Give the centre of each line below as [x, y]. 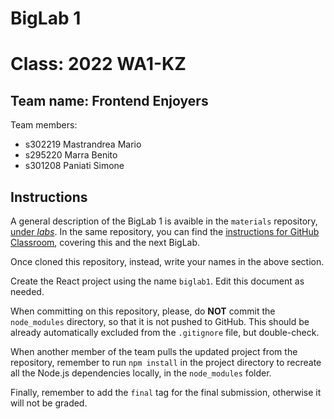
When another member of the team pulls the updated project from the [154, 351]
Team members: [44, 125]
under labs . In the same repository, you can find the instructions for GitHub [165, 231]
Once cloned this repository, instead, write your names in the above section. [167, 261]
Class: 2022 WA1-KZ [98, 64]
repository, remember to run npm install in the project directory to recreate [166, 362]
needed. [27, 291]
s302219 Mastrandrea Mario [83, 144]
